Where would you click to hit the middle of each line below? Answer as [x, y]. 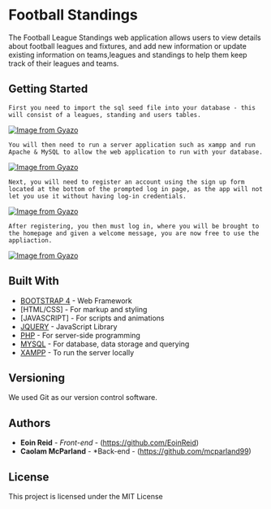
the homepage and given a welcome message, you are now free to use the [134, 233]
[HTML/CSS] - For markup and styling [84, 309]
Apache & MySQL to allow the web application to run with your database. [136, 152]
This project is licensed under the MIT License [86, 496]
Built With [34, 281]
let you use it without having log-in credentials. [97, 196]
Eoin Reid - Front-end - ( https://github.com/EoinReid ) [110, 443]
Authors [30, 423]
